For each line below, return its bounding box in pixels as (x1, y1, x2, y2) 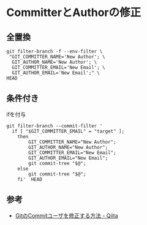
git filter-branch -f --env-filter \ (6, 48, 103, 54)
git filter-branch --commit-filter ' (6, 123, 103, 129)
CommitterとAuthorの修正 (6, 6, 141, 20)
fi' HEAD (17, 176, 43, 182)
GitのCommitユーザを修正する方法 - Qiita (15, 212, 118, 219)
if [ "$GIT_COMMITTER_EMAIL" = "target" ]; (12, 128, 124, 135)
